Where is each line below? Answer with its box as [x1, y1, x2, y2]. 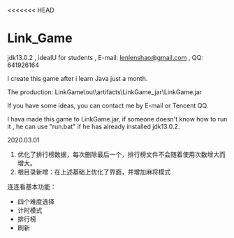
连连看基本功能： [7, 182, 57, 191]
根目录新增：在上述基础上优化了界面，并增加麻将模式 [17, 168, 171, 176]
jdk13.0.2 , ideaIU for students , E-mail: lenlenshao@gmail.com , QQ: [7, 53, 204, 61]
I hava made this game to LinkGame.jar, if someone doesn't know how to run [7, 114, 228, 123]
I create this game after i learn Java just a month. [7, 74, 148, 82]
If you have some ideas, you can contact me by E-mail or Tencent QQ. [7, 101, 209, 110]
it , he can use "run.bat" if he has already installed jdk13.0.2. [7, 122, 180, 131]
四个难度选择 [17, 197, 54, 205]
